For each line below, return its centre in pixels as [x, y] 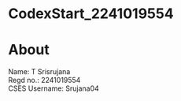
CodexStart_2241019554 [91, 14]
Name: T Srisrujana [39, 72]
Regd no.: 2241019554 [44, 80]
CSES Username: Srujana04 [54, 88]
